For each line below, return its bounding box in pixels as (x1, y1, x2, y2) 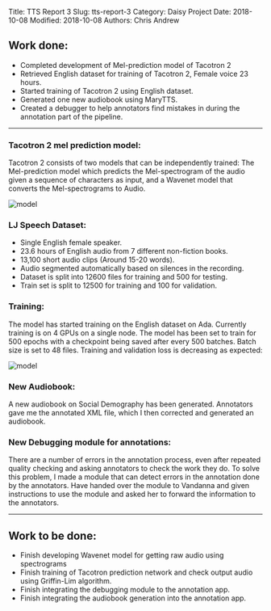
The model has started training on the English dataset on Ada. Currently (8, 319, 247, 329)
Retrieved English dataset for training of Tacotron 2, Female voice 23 (19, 69, 248, 78)
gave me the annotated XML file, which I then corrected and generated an (8, 408, 254, 417)
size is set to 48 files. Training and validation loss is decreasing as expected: (8, 345, 263, 355)
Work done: (8, 39, 69, 53)
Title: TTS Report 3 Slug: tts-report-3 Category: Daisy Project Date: (8, 7, 231, 16)
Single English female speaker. (19, 238, 123, 247)
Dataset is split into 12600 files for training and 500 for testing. (19, 272, 228, 282)
